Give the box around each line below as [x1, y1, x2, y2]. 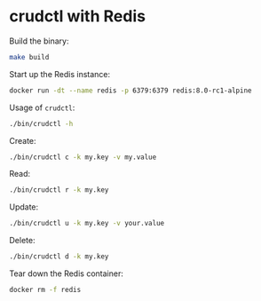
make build [9, 52, 50, 61]
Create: [9, 135, 37, 146]
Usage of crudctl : [9, 102, 75, 113]
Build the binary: [9, 36, 69, 46]
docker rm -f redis [9, 286, 82, 295]
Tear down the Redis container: [9, 268, 124, 279]
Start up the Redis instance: [9, 68, 111, 79]
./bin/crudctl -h [9, 119, 74, 128]
